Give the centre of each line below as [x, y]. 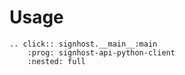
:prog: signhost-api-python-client [101, 52]
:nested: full [56, 61]
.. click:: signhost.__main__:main [83, 44]
